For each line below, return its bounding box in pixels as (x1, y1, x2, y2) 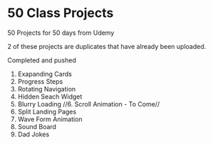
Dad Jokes (17, 130, 50, 138)
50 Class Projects (7, 5, 114, 21)
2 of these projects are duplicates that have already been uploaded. (7, 42, 207, 50)
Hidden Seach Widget (17, 92, 83, 101)
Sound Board (17, 122, 57, 131)
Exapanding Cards (17, 70, 73, 78)
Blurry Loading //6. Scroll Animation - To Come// (17, 99, 160, 108)
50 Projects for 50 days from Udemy (7, 28, 115, 37)
